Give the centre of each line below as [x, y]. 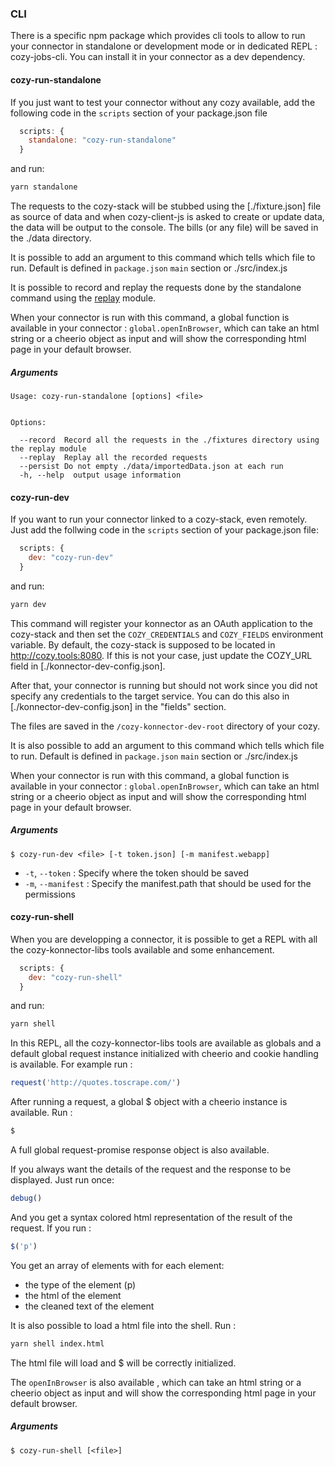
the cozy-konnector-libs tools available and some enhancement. [142, 949]
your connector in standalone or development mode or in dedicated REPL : [164, 46]
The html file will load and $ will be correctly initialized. [123, 1363]
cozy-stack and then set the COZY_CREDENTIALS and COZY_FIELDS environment [167, 634]
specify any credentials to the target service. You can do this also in [150, 696]
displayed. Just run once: [62, 1180]
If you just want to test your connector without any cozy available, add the [163, 102]
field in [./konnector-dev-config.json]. [88, 666]
